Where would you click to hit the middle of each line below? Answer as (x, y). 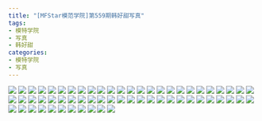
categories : (28, 53)
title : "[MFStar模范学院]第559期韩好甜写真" (77, 16)
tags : (17, 23)
